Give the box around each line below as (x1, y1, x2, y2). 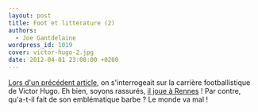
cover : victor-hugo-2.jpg (8, 48, 94, 56)
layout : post (8, 11, 52, 20)
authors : (8, 26, 37, 34)
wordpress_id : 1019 (8, 41, 73, 49)
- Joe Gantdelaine (15, 33, 77, 42)
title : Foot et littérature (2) (8, 19, 115, 27)
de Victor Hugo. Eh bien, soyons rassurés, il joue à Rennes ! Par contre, (8, 86, 241, 95)
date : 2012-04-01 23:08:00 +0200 (8, 56, 119, 64)
